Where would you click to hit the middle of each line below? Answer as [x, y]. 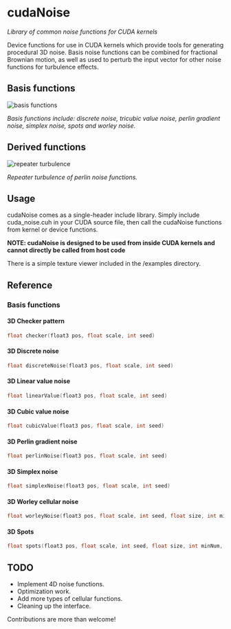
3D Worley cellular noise [43, 501]
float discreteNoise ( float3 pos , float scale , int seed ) [90, 365]
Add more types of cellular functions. [70, 599]
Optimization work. [44, 591]
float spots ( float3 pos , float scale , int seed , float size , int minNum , [115, 546]
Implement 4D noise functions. [60, 584]
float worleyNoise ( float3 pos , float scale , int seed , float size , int [112, 516]
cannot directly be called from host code [66, 250]
